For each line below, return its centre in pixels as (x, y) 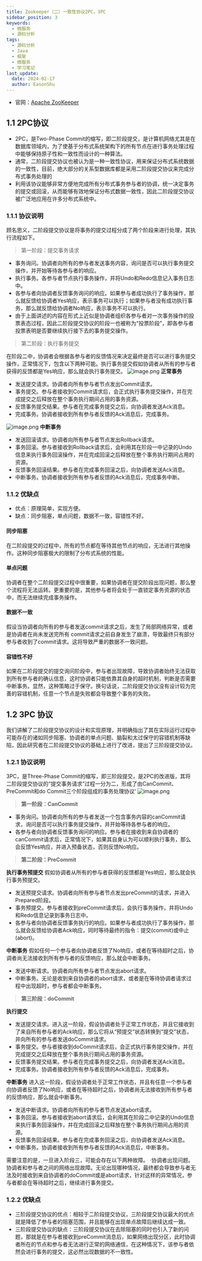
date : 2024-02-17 (33, 79)
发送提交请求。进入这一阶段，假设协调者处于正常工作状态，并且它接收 (102, 1024)
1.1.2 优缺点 (23, 495)
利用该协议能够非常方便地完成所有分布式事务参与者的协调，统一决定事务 (104, 183)
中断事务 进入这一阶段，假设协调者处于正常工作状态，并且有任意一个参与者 (99, 1082)
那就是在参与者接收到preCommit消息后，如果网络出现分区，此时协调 (110, 1236)
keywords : (19, 23)
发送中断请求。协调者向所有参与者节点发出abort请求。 (82, 971)
